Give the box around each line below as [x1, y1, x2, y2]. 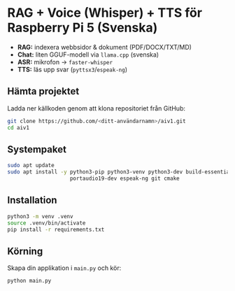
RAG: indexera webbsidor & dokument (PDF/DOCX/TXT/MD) [17, 43, 192, 51]
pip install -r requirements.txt [7, 226, 105, 233]
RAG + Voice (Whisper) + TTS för [7, 5, 203, 21]
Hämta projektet [7, 85, 80, 97]
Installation [7, 194, 57, 206]
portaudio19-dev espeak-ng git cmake [69, 175, 180, 183]
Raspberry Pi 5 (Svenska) [7, 20, 158, 36]
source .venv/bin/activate [7, 219, 86, 227]
